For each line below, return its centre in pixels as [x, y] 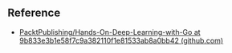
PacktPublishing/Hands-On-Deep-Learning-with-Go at [110, 32]
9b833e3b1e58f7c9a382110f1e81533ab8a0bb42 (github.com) [121, 40]
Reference [34, 13]
